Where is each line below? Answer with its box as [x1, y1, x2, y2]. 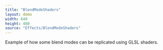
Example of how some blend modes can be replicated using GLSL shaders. [5, 39, 159, 45]
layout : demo [5, 12, 32, 17]
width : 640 [5, 16, 28, 21]
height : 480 [5, 21, 30, 26]
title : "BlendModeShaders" [5, 7, 61, 12]
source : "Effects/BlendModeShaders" [5, 26, 81, 31]
